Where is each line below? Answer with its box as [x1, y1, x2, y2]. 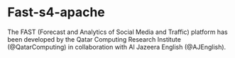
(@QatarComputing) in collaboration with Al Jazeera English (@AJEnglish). [7, 42, 226, 51]
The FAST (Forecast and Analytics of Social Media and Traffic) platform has [7, 28, 229, 36]
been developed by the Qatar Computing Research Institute [7, 35, 181, 43]
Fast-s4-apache [7, 4, 105, 21]
